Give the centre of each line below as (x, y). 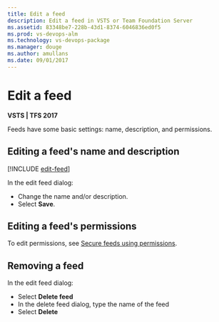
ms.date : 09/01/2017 (38, 61)
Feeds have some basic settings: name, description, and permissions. (110, 129)
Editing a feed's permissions (72, 226)
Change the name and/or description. (73, 196)
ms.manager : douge (35, 47)
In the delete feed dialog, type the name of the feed (93, 304)
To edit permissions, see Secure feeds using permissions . (92, 244)
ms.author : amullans (38, 54)
